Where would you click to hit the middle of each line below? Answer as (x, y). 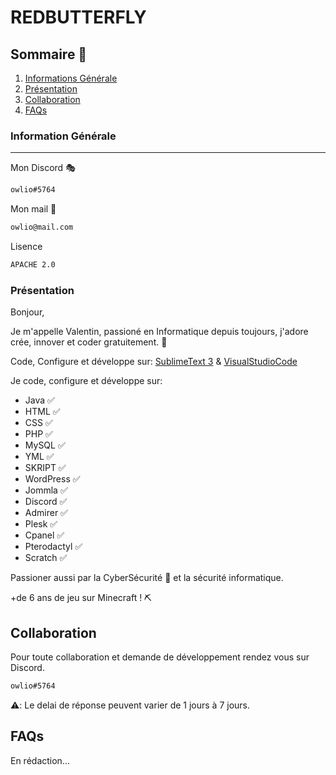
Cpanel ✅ (44, 535)
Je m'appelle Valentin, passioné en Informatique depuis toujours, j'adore (159, 332)
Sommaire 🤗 (49, 54)
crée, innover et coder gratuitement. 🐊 (89, 342)
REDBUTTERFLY (78, 17)
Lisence (26, 247)
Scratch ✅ (46, 558)
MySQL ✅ (45, 445)
